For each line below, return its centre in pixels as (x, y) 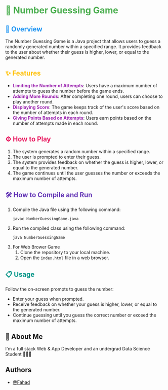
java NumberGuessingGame (39, 238)
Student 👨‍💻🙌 (18, 354)
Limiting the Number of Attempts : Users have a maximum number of (85, 85)
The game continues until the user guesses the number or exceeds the (86, 173)
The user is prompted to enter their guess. (57, 157)
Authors (18, 370)
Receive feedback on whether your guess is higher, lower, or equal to (85, 304)
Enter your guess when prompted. (48, 299)
